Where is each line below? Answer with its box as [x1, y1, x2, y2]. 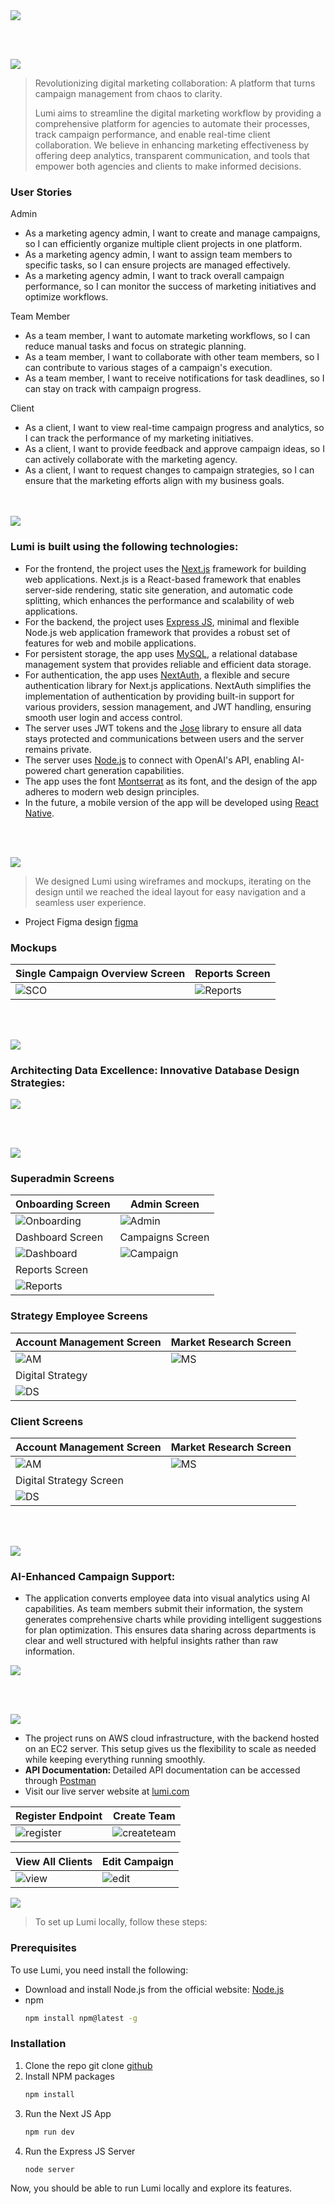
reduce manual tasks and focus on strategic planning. [24, 340, 247, 353]
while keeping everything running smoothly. [24, 1754, 206, 1766]
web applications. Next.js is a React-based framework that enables [24, 573, 302, 585]
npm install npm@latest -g [24, 2013, 138, 2023]
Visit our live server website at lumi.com [24, 1785, 190, 1798]
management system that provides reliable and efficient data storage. [24, 658, 312, 670]
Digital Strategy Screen [15, 1474, 124, 1488]
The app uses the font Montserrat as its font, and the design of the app [24, 775, 318, 787]
